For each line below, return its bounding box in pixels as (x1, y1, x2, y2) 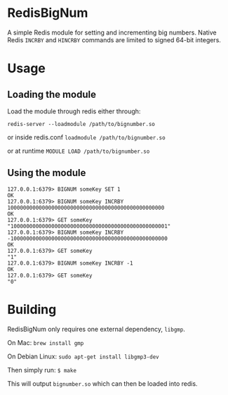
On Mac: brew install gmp (7, 338, 84, 346)
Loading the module (7, 88, 97, 100)
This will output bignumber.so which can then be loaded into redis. (7, 379, 198, 388)
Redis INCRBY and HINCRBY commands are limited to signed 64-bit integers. (7, 35, 221, 44)
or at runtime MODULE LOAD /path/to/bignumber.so (7, 146, 150, 155)
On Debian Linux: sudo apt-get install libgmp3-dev (7, 352, 159, 360)
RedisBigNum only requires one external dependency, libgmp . (7, 325, 186, 333)
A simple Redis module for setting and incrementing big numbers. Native (7, 28, 217, 37)
